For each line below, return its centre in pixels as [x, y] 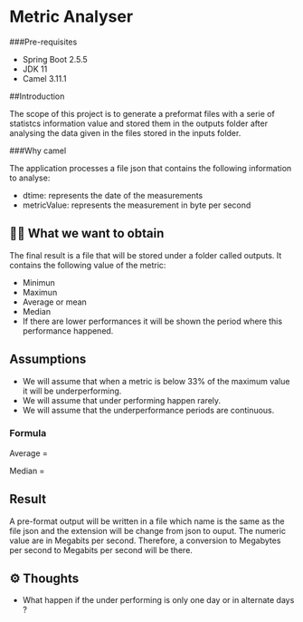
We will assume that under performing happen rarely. [122, 400]
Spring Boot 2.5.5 [55, 59]
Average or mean [55, 302]
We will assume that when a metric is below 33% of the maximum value [156, 381]
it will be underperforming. [72, 391]
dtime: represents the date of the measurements [113, 195]
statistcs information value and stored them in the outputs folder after [139, 123]
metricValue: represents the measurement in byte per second [137, 205]
